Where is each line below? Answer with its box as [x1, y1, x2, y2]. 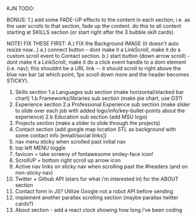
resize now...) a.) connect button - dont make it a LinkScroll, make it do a [6, 46, 181, 53]
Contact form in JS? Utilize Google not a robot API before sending [15, 188, 174, 194]
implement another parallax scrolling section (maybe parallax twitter [15, 194, 179, 201]
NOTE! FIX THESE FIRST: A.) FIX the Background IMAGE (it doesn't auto [6, 40, 179, 47]
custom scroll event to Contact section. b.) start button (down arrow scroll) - [6, 53, 190, 59]
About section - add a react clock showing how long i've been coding [15, 207, 183, 213]
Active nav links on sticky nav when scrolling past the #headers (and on [15, 163, 188, 170]
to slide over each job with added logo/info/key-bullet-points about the [15, 107, 185, 114]
